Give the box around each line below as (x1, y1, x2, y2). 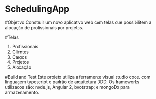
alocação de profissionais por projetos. (5, 24, 84, 30)
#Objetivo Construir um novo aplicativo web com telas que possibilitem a (5, 20, 152, 25)
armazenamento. (5, 89, 39, 95)
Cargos (12, 54, 27, 59)
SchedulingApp (5, 3, 70, 15)
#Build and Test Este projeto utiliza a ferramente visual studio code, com (5, 74, 151, 79)
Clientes (12, 49, 29, 55)
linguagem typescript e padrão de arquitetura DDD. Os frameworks (5, 79, 140, 85)
